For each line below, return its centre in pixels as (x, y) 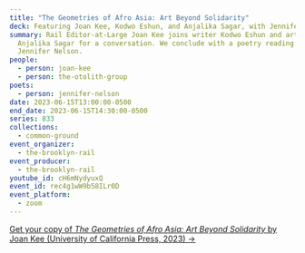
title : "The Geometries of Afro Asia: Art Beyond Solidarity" (129, 18)
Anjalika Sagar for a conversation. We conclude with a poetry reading (156, 43)
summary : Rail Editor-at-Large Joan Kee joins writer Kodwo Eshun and (146, 34)
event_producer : (40, 161)
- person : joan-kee (54, 69)
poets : (22, 85)
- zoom (30, 204)
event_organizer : (42, 144)
